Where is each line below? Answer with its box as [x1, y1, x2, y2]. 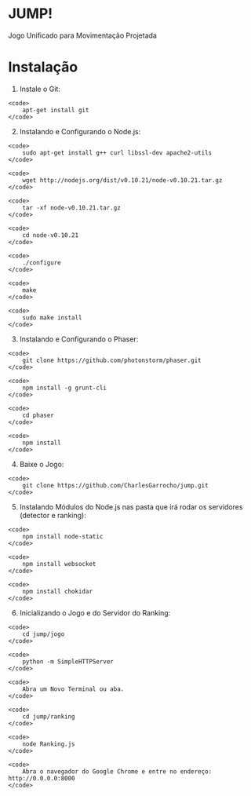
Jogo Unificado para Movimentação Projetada [8, 31, 157, 40]
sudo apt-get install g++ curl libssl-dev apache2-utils [22, 148, 213, 157]
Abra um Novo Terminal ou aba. [22, 685, 125, 693]
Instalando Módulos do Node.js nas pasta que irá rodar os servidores [19, 502, 243, 511]
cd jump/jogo [22, 630, 65, 638]
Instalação [8, 58, 78, 76]
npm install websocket [22, 560, 96, 568]
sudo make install [22, 313, 82, 322]
